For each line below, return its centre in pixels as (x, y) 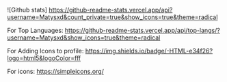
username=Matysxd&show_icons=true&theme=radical (84, 38)
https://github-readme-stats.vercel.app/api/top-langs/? (142, 30)
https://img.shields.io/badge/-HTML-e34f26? (149, 51)
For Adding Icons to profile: (45, 51)
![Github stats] (27, 10)
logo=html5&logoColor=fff (44, 58)
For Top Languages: (35, 30)
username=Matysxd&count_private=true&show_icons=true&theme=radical (112, 17)
